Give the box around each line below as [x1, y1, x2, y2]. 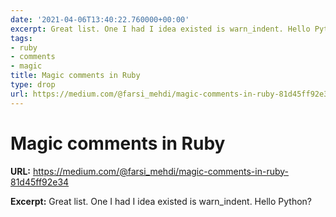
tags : [10, 33, 33, 43]
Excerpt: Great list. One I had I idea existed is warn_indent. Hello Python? [10, 195, 312, 207]
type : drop [10, 80, 56, 90]
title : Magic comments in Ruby [10, 71, 141, 81]
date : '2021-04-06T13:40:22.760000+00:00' [10, 14, 190, 25]
